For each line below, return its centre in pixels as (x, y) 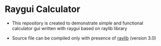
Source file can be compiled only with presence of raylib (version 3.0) (84, 38)
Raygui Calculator (43, 9)
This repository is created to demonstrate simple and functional (77, 23)
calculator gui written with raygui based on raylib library (69, 28)
